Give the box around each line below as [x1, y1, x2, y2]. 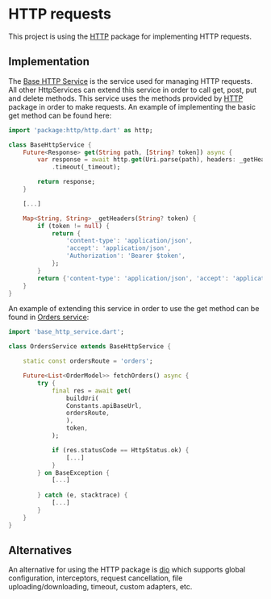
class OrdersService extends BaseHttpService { [8, 343, 172, 351]
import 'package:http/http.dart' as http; [8, 126, 153, 134]
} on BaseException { [37, 468, 110, 476]
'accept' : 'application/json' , [65, 244, 172, 252]
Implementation [8, 55, 90, 69]
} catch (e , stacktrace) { [37, 491, 128, 500]
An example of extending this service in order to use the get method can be [8, 304, 260, 314]
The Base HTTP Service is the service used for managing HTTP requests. [8, 76, 252, 85]
